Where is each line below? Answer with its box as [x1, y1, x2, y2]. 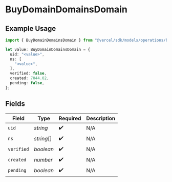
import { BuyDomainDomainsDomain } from [5, 38, 93, 43]
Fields [5, 99, 26, 108]
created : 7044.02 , [10, 76, 50, 81]
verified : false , [10, 71, 47, 76]
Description [86, 115, 116, 122]
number [34, 156, 53, 163]
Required [58, 115, 81, 122]
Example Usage [5, 24, 56, 33]
